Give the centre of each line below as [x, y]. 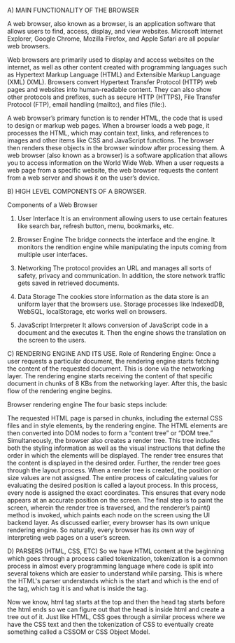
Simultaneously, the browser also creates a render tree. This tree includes [114, 440]
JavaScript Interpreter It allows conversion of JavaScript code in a [113, 325]
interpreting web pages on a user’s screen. [69, 537]
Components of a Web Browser [52, 205]
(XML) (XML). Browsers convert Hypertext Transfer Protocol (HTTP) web [112, 82]
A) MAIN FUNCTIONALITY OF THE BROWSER [73, 10]
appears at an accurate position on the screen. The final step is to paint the [115, 500]
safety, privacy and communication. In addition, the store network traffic [121, 276]
